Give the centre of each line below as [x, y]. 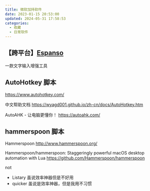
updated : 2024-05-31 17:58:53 [36, 18]
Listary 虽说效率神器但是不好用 [43, 177]
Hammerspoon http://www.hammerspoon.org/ [51, 143]
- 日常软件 [19, 32]
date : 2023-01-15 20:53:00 [32, 14]
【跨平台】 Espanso [34, 53]
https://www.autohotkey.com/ [35, 94]
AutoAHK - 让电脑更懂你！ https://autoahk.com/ [53, 115]
